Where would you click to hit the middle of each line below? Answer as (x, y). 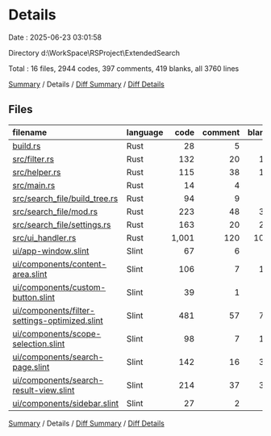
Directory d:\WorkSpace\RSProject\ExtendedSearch (94, 52)
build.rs (27, 145)
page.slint (31, 367)
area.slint (30, 274)
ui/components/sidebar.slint (66, 403)
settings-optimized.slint (58, 321)
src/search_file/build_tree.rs (65, 198)
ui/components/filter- (54, 310)
